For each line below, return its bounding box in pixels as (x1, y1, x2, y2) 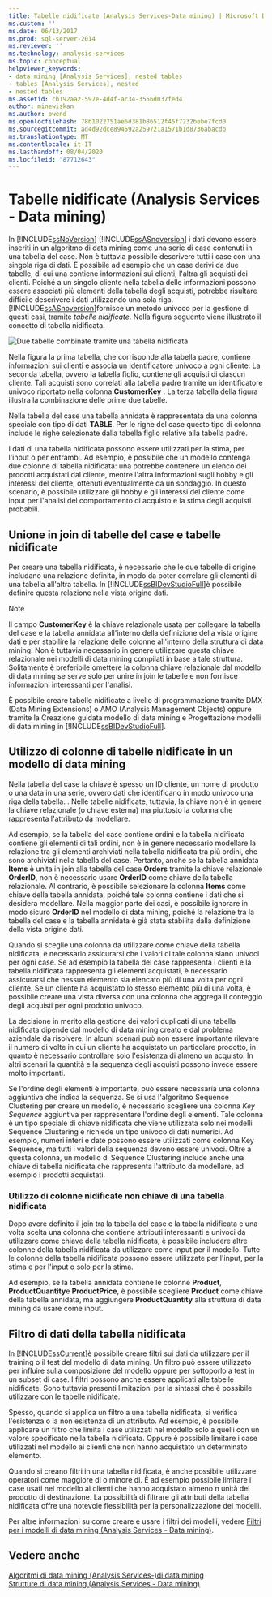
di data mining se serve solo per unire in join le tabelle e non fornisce (8, 671, 239, 680)
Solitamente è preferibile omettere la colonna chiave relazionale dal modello (8, 663, 261, 672)
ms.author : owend (8, 110, 67, 119)
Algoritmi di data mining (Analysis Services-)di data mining (8, 1570, 205, 1580)
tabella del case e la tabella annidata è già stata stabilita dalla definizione (8, 915, 251, 926)
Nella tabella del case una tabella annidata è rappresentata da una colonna (8, 411, 257, 421)
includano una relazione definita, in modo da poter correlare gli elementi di (8, 571, 257, 581)
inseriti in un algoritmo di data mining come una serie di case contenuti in (8, 243, 253, 252)
